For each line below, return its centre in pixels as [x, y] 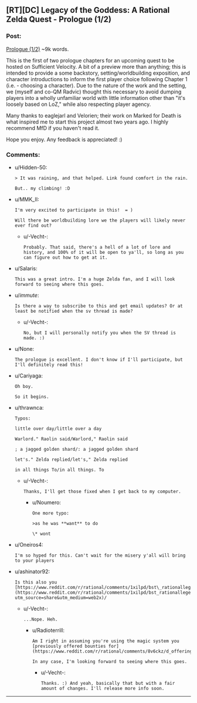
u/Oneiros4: [29, 544]
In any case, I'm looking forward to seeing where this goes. [110, 661]
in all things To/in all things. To [59, 470]
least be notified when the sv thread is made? [74, 311]
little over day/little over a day [58, 429]
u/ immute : [27, 295]
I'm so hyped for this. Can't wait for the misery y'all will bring [100, 555]
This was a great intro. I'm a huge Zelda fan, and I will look [95, 279]
